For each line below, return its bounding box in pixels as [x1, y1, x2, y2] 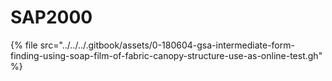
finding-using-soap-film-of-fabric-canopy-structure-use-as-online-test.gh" [10, 49, 323, 61]
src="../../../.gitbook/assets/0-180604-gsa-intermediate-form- [39, 39, 295, 51]
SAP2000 [10, 6, 93, 29]
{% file [10, 39, 38, 51]
